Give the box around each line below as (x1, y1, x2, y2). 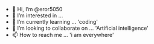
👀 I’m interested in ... (11, 12, 63, 19)
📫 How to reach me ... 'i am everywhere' (11, 32, 115, 38)
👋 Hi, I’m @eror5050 (11, 6, 63, 12)
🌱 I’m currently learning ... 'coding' (11, 18, 98, 25)
